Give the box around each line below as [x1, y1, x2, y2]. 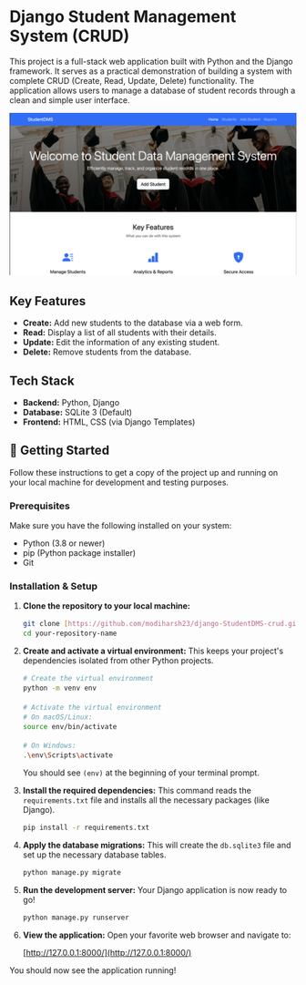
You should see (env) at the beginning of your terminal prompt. [22, 767, 260, 778]
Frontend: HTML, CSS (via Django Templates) [22, 416, 196, 427]
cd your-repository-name [22, 629, 117, 639]
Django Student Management [9, 6, 237, 27]
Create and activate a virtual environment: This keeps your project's [22, 645, 284, 657]
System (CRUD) [9, 26, 130, 46]
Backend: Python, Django [22, 397, 120, 408]
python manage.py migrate [22, 867, 121, 877]
